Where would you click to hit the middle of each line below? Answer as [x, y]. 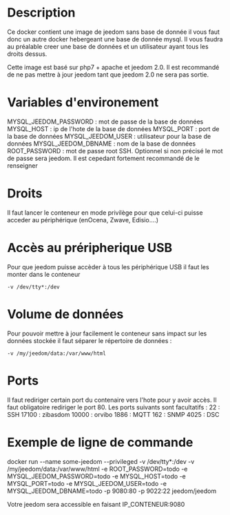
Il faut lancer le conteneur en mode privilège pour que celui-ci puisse [105, 213]
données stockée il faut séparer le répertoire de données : [90, 340]
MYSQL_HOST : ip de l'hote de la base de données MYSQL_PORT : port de [113, 128]
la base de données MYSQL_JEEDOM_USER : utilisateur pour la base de [109, 136]
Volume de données [65, 314]
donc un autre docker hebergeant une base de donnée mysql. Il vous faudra [115, 39]
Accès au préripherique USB [90, 248]
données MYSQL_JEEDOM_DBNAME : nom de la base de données [102, 144]
